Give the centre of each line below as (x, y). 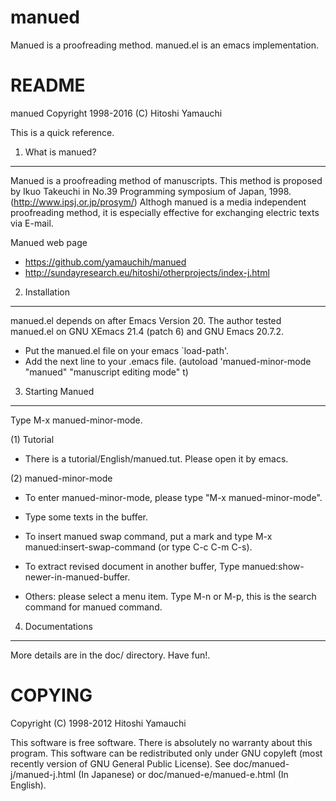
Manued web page (49, 242)
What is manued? (60, 152)
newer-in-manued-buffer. (77, 577)
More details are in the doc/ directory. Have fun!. (110, 655)
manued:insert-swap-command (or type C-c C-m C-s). (138, 547)
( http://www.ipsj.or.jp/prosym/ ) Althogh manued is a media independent (158, 202)
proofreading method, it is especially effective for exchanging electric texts (165, 212)
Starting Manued (59, 391)
